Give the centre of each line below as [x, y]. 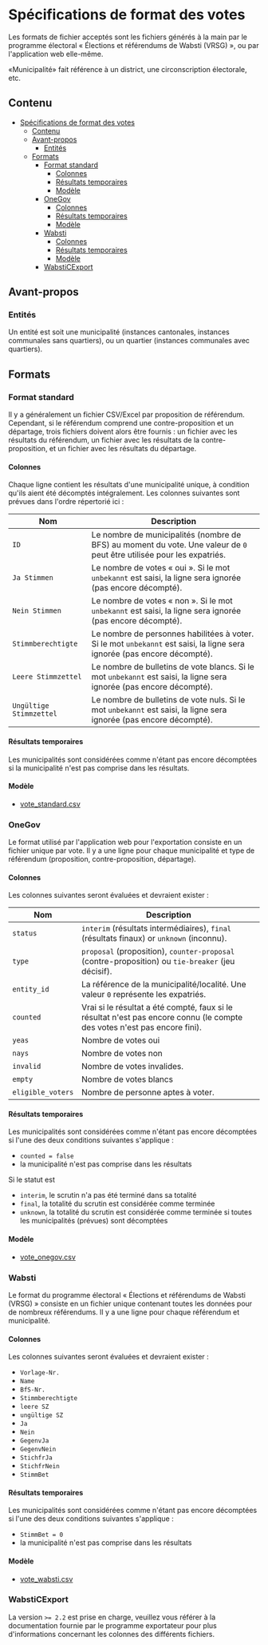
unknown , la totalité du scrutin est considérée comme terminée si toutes [136, 1212]
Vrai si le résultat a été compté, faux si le [157, 1007]
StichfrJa [36, 1458]
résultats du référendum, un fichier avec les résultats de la [104, 440]
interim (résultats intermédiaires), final [156, 928]
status [25, 933]
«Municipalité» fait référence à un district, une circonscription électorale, [128, 69]
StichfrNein [39, 1467]
